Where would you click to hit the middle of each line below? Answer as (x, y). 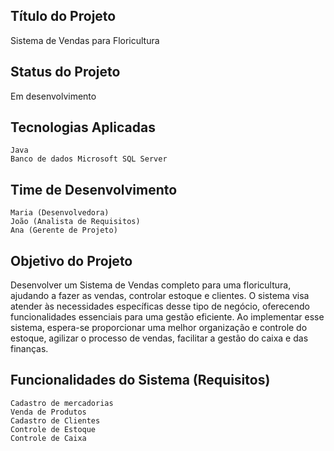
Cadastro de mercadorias (62, 403)
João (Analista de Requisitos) (75, 222)
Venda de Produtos (48, 412)
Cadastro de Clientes (55, 420)
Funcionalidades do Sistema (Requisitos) (140, 380)
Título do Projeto (63, 16)
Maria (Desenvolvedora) (60, 213)
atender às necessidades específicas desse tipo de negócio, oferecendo (160, 306)
